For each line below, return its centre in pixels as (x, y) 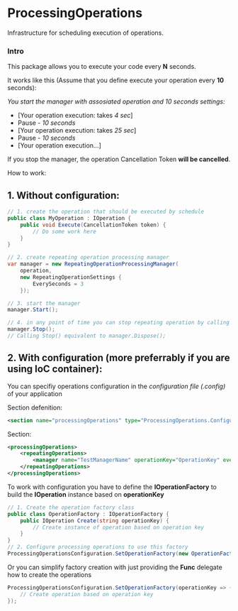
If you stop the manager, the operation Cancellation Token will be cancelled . (119, 159)
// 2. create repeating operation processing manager (89, 258)
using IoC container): (55, 369)
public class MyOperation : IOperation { (69, 218)
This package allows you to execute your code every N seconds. (102, 67)
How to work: (27, 173)
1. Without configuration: (63, 196)
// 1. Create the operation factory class (71, 507)
